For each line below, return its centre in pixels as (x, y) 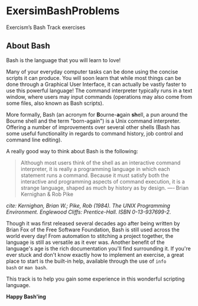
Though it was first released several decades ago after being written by (93, 223)
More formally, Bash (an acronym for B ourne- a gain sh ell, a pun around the (97, 114)
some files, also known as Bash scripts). (55, 103)
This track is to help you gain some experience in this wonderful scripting (95, 279)
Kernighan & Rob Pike (47, 194)
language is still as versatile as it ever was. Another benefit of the (85, 242)
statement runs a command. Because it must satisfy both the (95, 175)
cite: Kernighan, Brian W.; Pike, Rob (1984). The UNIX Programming (88, 205)
